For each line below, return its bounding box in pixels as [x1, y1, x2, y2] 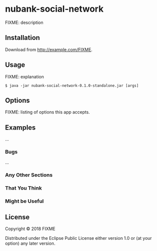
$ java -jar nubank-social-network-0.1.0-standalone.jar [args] [5, 83, 139, 88]
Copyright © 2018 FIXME [5, 226, 56, 232]
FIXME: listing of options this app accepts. [5, 109, 90, 115]
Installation [5, 34, 40, 42]
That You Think [5, 185, 42, 192]
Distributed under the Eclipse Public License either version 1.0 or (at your [5, 235, 152, 241]
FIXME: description [5, 19, 44, 25]
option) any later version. [5, 240, 55, 247]
